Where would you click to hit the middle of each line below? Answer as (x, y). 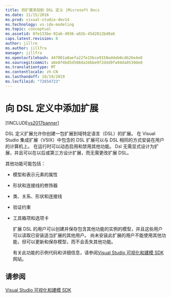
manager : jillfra (24, 53)
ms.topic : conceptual (28, 29)
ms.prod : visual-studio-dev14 (38, 19)
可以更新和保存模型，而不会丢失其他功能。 (71, 242)
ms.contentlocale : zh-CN (32, 72)
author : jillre (21, 44)
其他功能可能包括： (26, 163)
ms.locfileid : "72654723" (33, 81)
